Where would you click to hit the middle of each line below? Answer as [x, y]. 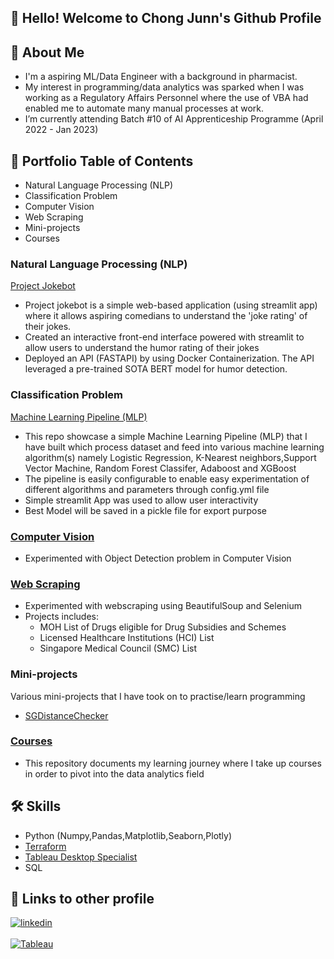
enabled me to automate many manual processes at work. [144, 108]
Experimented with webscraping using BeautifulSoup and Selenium [163, 606]
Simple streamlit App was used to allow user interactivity [141, 500]
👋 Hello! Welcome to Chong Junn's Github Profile [166, 18]
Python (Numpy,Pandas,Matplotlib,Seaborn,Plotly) [128, 835]
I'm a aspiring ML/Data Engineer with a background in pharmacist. [161, 77]
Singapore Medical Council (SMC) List [118, 648]
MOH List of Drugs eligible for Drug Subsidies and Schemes [163, 627]
